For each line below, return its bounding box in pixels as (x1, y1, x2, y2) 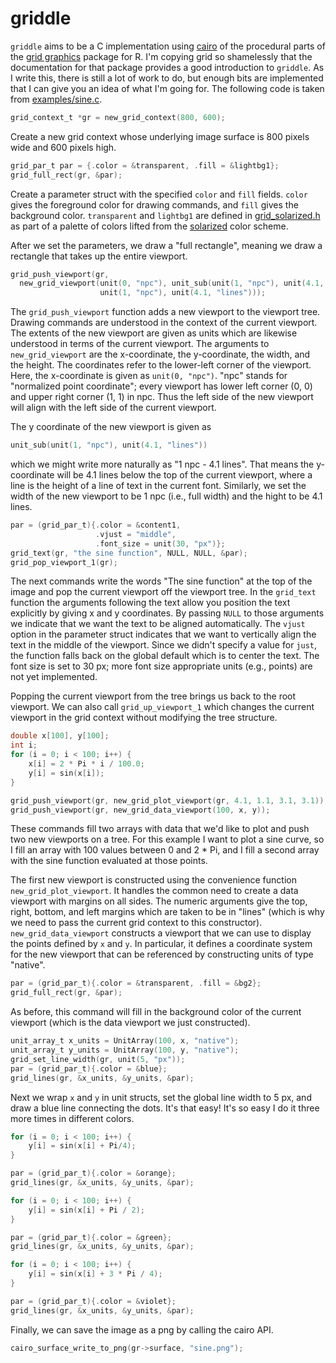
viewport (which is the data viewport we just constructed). (10, 1017, 251, 1029)
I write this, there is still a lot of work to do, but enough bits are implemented (10, 72, 324, 84)
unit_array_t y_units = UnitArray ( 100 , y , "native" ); (10, 1045, 240, 1056)
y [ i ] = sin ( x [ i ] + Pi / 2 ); (28, 1205, 145, 1215)
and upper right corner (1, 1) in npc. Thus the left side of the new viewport (10, 391, 314, 403)
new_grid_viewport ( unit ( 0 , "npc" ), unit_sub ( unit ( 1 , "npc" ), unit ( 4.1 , (19, 278, 325, 289)
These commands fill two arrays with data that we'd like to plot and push (10, 823, 310, 835)
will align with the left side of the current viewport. (10, 402, 217, 414)
